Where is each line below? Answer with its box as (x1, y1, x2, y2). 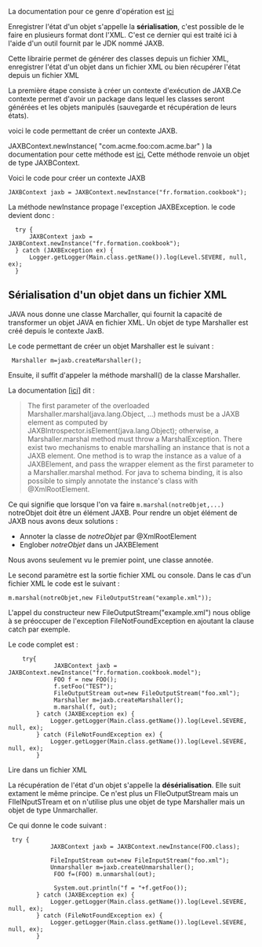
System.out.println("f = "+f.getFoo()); (53, 884, 188, 892)
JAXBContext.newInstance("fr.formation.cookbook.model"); (8, 669, 202, 676)
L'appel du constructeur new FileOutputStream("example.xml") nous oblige (8, 607, 251, 617)
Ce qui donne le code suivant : (8, 820, 107, 830)
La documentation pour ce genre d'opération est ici (8, 7, 174, 16)
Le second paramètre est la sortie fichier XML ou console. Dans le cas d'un (8, 570, 252, 580)
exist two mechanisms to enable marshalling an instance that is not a (27, 442, 250, 451)
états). (8, 111, 29, 120)
